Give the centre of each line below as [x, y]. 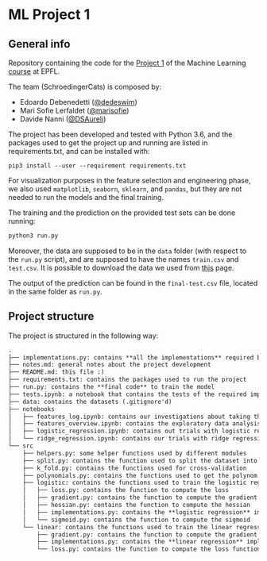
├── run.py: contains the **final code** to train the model [112, 387]
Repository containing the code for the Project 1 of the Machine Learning [127, 63]
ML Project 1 [49, 15]
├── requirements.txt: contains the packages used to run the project [128, 380]
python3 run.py [33, 236]
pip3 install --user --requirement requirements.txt [97, 166]
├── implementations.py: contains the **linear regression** [140, 542]
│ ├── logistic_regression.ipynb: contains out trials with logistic [129, 431]
